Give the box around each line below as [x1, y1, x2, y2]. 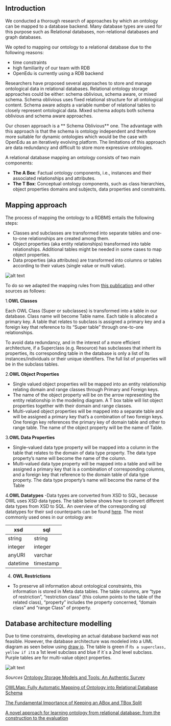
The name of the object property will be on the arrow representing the [12, 392, 160, 398]
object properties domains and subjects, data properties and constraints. [12, 186, 166, 192]
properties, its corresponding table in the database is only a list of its [5, 350, 150, 356]
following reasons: [5, 49, 44, 55]
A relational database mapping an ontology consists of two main [5, 154, 140, 160]
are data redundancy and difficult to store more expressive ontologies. [5, 144, 153, 151]
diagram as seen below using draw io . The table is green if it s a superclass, [5, 644, 166, 650]
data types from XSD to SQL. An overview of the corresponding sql [5, 503, 146, 509]
